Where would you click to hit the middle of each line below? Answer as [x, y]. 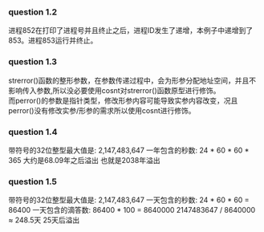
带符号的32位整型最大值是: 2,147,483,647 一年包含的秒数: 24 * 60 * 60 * [129, 150]
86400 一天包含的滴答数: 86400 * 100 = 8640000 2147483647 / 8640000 [132, 210]
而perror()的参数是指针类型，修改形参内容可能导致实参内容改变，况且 [123, 100]
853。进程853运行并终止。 [53, 41]
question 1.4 [33, 132]
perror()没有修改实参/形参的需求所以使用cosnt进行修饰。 [102, 110]
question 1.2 [33, 12]
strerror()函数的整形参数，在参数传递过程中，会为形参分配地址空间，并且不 [132, 80]
